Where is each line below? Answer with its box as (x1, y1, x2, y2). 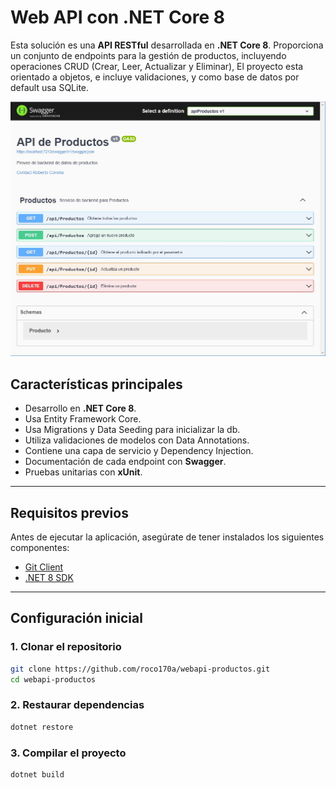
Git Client (24, 561, 64, 573)
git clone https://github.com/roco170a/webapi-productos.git (10, 664, 271, 674)
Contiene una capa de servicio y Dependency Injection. (24, 445, 254, 457)
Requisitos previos (10, 504, 129, 521)
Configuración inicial (10, 610, 143, 627)
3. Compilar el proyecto (10, 746, 127, 760)
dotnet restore (10, 722, 74, 732)
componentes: (10, 541, 70, 553)
